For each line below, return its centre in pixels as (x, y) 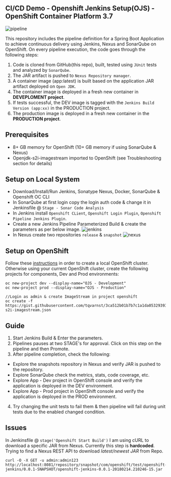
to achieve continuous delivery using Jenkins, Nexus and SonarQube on (81, 44)
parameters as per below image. (47, 229)
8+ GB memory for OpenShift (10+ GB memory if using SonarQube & (84, 147)
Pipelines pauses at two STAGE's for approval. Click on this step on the (87, 343)
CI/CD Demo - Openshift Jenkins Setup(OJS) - (80, 8)
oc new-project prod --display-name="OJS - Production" (66, 288)
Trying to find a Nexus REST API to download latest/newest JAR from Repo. (84, 451)
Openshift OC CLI (31, 197)
